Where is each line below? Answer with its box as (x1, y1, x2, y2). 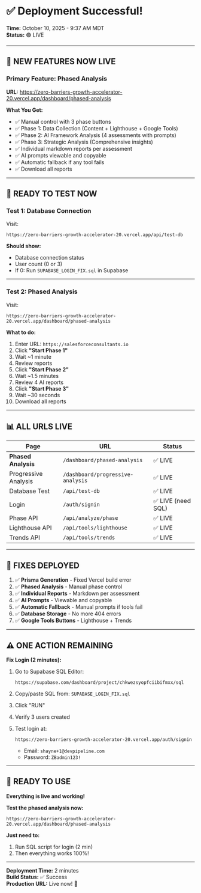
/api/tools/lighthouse (62, 525, 127, 531)
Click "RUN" (14, 702, 45, 709)
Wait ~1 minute (14, 353, 52, 360)
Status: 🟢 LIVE (6, 31, 44, 38)
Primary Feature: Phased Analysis (6, 75, 108, 83)
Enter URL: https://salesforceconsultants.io (14, 340, 129, 347)
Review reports (14, 359, 53, 367)
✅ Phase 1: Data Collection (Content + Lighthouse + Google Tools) (14, 124, 178, 132)
